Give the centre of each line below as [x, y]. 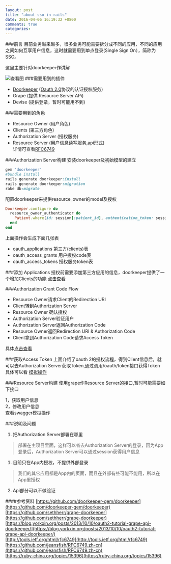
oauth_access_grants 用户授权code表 [52, 255]
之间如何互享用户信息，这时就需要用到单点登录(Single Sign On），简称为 [81, 50]
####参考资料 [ [21, 501]
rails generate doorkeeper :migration [45, 184]
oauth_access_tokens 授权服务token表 [53, 261]
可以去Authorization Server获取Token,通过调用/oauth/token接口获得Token [83, 365]
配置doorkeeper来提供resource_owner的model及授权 [61, 199]
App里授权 [29, 479]
